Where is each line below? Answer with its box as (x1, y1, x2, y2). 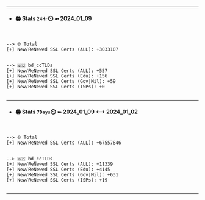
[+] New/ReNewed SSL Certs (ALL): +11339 (6, 161, 113, 168)
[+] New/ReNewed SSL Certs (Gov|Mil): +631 (6, 172, 119, 178)
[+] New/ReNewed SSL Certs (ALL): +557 (6, 68, 108, 74)
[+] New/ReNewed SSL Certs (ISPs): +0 (6, 84, 105, 90)
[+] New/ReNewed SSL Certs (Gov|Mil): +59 (6, 79, 116, 85)
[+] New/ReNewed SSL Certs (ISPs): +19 (6, 177, 108, 184)
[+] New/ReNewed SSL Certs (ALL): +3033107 (6, 46, 119, 52)
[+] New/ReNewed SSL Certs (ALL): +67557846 (6, 140, 121, 146)
